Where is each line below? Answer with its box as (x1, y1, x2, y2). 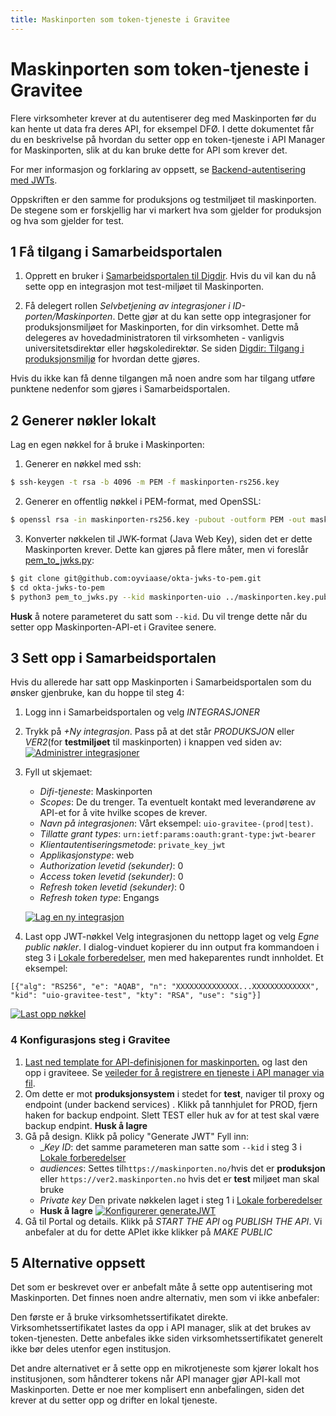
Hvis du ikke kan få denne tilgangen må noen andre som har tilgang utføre (10, 372, 316, 385)
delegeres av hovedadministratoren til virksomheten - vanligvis (24, 332, 285, 344)
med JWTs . (10, 174, 58, 186)
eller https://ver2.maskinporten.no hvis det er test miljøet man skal (39, 1172, 320, 1185)
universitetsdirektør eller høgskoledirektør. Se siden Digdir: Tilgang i (24, 342, 305, 355)
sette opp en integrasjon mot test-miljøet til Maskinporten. (24, 281, 265, 293)
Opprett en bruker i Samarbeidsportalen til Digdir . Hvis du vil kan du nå (24, 270, 317, 282)
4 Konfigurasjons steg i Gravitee (10, 1033, 171, 1047)
